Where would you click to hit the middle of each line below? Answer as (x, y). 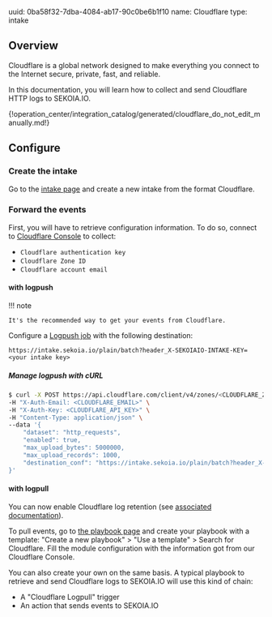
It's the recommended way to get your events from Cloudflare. (117, 320)
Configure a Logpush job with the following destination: (101, 335)
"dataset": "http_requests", (72, 433)
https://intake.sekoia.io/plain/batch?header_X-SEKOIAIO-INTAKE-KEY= (128, 350)
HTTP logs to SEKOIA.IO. (50, 98)
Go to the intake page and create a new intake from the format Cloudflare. (132, 189)
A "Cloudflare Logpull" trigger (70, 597)
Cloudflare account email (64, 270)
